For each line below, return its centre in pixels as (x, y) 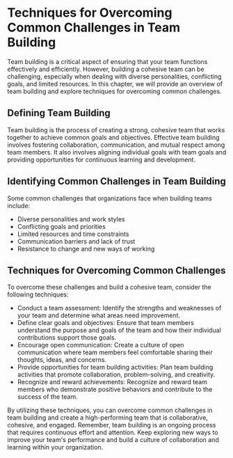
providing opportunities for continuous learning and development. (102, 159)
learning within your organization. (55, 448)
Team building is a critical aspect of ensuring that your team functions (107, 61)
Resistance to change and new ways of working (86, 248)
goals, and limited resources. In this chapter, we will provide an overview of (115, 84)
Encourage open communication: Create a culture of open (101, 345)
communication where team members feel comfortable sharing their (115, 352)
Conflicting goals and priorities (61, 226)
